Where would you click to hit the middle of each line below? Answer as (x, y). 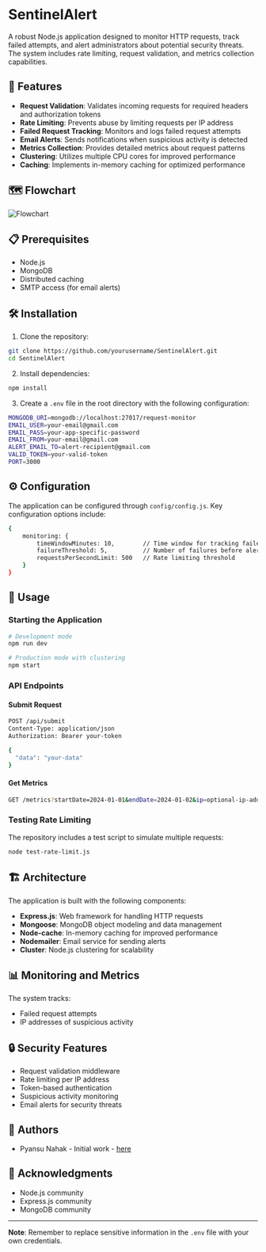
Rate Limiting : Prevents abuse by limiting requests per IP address (126, 122)
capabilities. (28, 62)
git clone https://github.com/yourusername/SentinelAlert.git (113, 351)
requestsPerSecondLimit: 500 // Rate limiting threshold (136, 558)
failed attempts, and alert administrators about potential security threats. (126, 44)
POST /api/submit (37, 721)
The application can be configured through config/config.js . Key (116, 505)
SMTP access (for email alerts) (70, 287)
